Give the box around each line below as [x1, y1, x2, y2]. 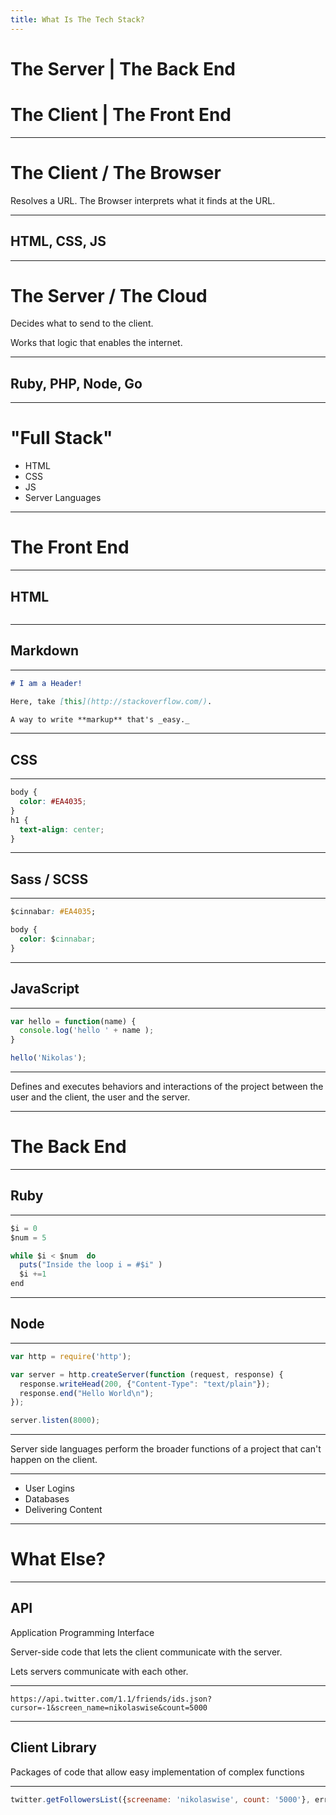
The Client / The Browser [10, 161, 222, 184]
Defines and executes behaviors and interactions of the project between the [10, 1081, 324, 1093]
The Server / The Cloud [10, 284, 208, 307]
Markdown [10, 642, 80, 660]
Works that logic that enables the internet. [10, 337, 183, 349]
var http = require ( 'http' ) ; [10, 1351, 132, 1361]
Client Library [10, 1739, 97, 1756]
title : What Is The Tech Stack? [10, 14, 145, 25]
